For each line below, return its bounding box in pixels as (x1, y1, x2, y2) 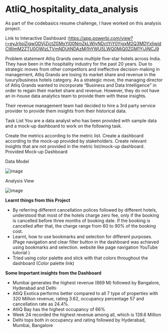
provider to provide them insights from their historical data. (5, 108, 127, 114)
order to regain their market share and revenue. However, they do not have (5, 87, 159, 93)
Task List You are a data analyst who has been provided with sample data (5, 117, 157, 123)
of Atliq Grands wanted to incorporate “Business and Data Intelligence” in (5, 82, 157, 88)
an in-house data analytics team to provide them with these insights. (5, 93, 147, 99)
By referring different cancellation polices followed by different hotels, (12, 207, 157, 213)
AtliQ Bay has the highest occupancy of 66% (12, 306, 105, 312)
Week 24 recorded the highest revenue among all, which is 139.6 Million (12, 311, 161, 317)
